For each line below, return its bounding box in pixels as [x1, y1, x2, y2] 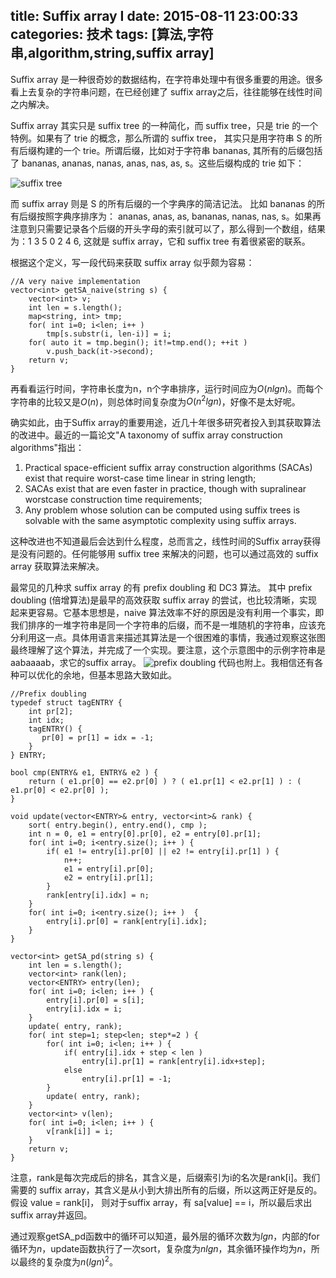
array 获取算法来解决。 [10, 560, 105, 573]
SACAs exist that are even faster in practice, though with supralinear [24, 483, 307, 495]
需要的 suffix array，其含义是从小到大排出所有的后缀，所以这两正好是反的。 [10, 1184, 323, 1196]
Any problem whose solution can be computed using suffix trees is [24, 504, 301, 516]
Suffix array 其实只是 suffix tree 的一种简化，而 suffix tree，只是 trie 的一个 [10, 119, 319, 131]
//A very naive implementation [10, 276, 141, 286]
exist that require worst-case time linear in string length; [24, 472, 257, 484]
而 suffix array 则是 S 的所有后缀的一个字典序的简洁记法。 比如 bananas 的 [10, 197, 317, 209]
